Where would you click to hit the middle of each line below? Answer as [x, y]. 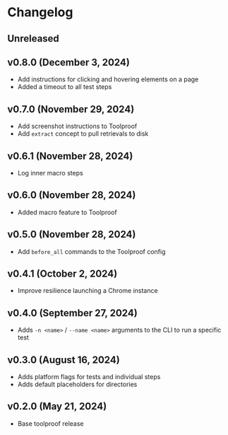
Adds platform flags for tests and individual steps [89, 377]
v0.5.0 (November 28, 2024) [72, 234]
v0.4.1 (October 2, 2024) [62, 274]
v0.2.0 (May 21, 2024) [57, 406]
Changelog [40, 12]
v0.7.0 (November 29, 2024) [71, 109]
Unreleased [34, 39]
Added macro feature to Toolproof [67, 212]
